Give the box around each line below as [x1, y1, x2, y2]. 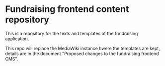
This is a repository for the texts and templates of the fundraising [5, 30, 138, 36]
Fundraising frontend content [5, 3, 129, 15]
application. [5, 36, 29, 42]
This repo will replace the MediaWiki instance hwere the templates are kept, [5, 45, 160, 51]
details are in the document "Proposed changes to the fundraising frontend [5, 51, 159, 57]
